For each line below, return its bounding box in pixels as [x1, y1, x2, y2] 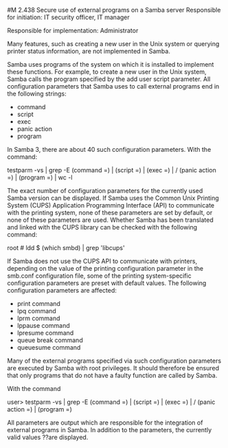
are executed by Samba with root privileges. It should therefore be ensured [7, 364, 220, 372]
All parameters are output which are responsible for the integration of [7, 418, 203, 427]
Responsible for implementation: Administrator [7, 27, 139, 34]
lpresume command [16, 329, 74, 337]
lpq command [16, 307, 56, 315]
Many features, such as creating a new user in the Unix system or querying [7, 40, 220, 47]
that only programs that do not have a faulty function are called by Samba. [7, 371, 218, 379]
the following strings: [7, 89, 67, 98]
